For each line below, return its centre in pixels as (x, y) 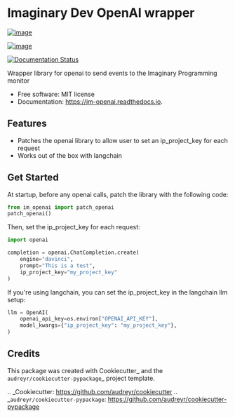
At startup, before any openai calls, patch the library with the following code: (118, 194)
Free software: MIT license (56, 94)
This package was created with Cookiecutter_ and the (85, 370)
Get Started (33, 178)
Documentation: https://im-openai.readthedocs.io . (90, 101)
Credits (24, 354)
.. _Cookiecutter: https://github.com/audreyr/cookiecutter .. (92, 391)
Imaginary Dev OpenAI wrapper (101, 13)
